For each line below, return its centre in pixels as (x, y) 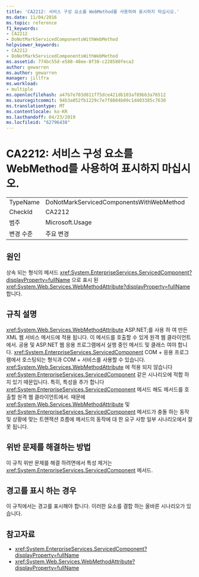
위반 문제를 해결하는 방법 (48, 447)
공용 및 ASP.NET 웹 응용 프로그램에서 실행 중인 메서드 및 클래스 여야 (98, 345)
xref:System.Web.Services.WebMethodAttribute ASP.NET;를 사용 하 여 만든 (97, 330)
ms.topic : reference (32, 23)
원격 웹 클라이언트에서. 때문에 (51, 396)
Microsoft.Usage (69, 222)
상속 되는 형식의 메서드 (32, 272)
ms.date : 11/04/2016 (32, 17)
